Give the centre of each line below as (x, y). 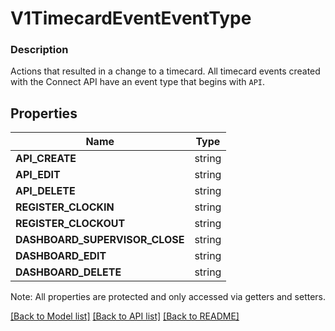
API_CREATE (46, 159)
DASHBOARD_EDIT (61, 256)
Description (39, 50)
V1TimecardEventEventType (131, 18)
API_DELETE (45, 191)
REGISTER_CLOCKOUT (70, 224)
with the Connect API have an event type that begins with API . (137, 82)
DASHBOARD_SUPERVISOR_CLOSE (100, 240)
